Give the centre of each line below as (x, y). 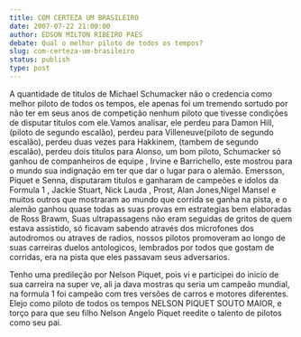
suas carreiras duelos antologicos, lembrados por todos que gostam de (142, 247)
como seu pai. (36, 323)
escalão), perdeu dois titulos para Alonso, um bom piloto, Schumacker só (145, 151)
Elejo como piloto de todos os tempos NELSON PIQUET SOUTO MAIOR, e (146, 303)
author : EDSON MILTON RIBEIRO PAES (76, 34)
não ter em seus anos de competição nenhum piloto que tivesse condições (149, 113)
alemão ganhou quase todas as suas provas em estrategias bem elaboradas (150, 209)
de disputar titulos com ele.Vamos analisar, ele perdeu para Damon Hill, (142, 122)
